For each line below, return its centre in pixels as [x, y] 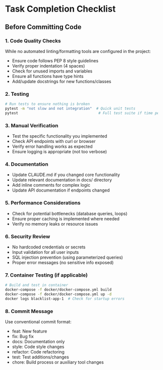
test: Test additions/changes [41, 357]
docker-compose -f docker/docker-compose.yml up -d [58, 294]
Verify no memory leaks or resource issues [55, 224]
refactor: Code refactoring [38, 352]
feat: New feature [30, 331]
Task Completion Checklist [60, 9]
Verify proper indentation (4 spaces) [49, 66]
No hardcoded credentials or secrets [49, 247]
